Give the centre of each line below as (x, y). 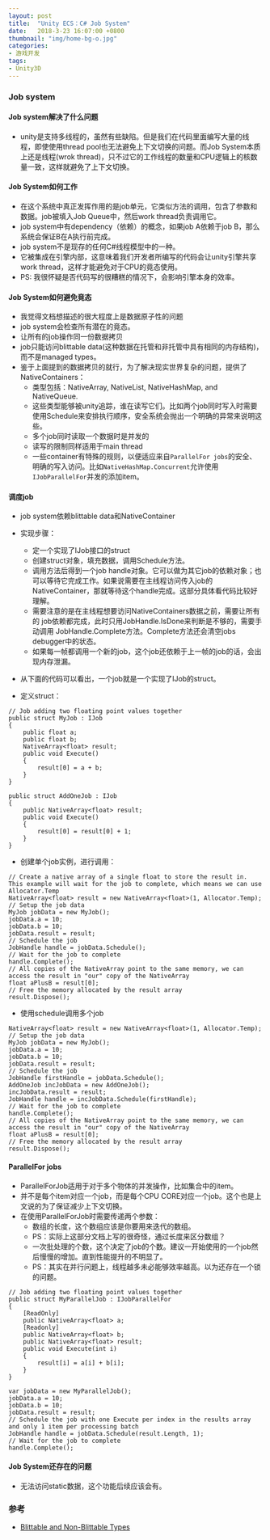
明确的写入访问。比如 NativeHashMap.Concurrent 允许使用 (125, 466)
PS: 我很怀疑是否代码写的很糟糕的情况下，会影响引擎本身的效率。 (129, 277)
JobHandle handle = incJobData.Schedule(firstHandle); (103, 1099)
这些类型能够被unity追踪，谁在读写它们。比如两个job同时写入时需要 (145, 406)
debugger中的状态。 (66, 641)
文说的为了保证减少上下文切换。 (73, 1206)
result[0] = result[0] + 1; (84, 832)
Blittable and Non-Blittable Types (75, 1527)
